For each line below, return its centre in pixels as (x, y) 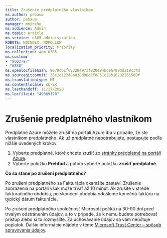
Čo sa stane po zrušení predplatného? (46, 173)
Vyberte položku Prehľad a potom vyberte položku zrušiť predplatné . (85, 164)
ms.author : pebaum (24, 15)
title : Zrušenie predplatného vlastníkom (49, 10)
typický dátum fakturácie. (32, 199)
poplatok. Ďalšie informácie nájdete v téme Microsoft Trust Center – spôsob (83, 225)
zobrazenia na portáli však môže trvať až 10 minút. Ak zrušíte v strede (77, 188)
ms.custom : (17, 56)
